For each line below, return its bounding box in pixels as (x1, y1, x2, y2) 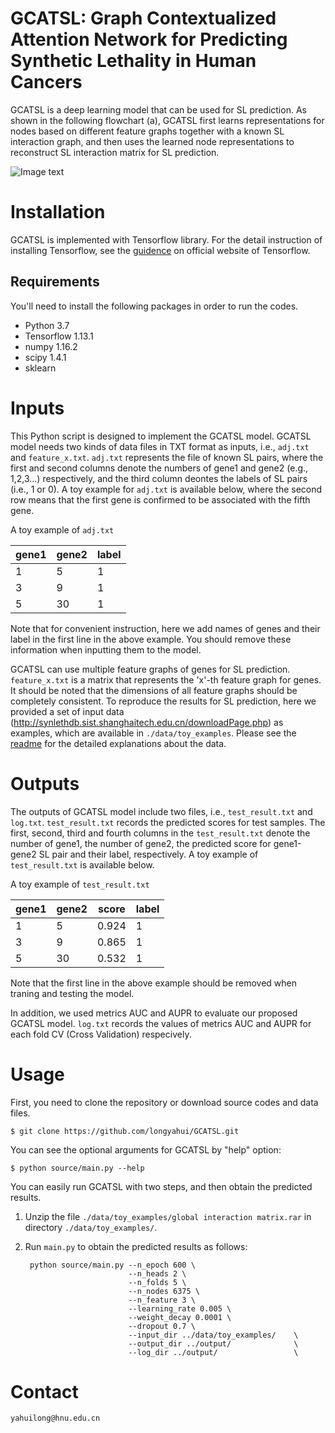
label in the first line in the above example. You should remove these (10, 633, 292, 645)
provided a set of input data (10, 705, 125, 717)
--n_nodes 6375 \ (128, 1286, 200, 1296)
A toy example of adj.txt (10, 523, 115, 536)
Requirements (10, 273, 100, 291)
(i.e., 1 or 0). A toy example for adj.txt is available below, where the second (10, 483, 323, 495)
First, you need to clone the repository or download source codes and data (10, 1096, 319, 1108)
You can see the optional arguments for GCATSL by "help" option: (10, 1143, 282, 1156)
